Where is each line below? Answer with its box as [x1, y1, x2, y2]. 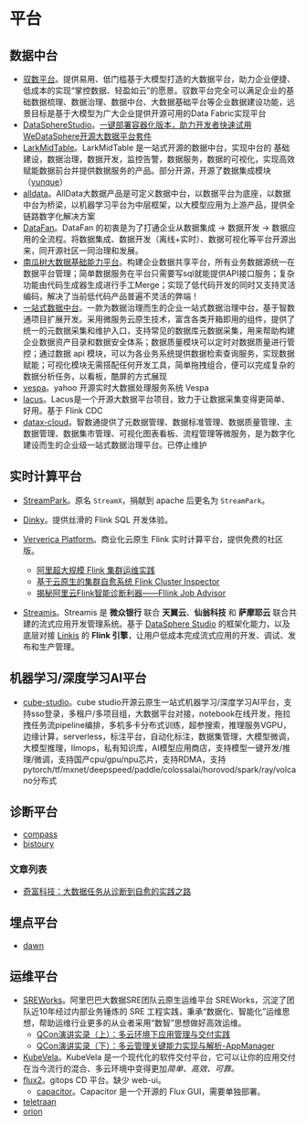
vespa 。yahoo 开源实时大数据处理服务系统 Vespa [22, 382, 210, 393]
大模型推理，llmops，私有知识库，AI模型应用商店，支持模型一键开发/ [22, 742, 283, 753]
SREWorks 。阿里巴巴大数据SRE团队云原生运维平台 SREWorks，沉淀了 [22, 994, 288, 1006]
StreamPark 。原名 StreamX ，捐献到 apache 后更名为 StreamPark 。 [22, 495, 270, 506]
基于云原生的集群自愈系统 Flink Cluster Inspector [36, 575, 220, 586]
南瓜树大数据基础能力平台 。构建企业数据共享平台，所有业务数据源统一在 [22, 257, 295, 267]
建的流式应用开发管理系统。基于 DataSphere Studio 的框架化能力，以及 [22, 618, 290, 629]
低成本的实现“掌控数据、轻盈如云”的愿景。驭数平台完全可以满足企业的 [22, 85, 287, 96]
